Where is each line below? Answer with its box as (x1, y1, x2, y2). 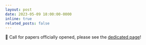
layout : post (5, 7, 32, 12)
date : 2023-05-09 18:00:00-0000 (5, 12, 72, 17)
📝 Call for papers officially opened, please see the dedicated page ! (5, 34, 142, 40)
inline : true (5, 16, 32, 21)
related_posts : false (5, 21, 50, 26)
